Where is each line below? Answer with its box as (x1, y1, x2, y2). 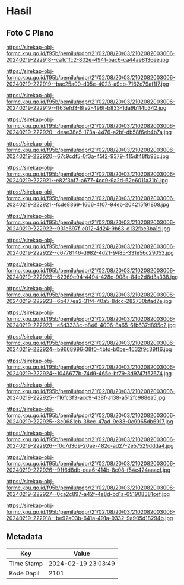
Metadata (6, 532, 43, 542)
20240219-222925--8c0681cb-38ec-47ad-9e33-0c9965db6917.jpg (6, 418, 173, 425)
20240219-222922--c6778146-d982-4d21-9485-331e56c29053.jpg (6, 249, 174, 256)
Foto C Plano (6, 28, 54, 38)
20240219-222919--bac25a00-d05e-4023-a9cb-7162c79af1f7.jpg (6, 80, 169, 87)
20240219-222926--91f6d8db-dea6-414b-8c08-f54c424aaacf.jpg (6, 466, 171, 473)
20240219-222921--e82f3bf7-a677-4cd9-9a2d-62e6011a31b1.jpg (6, 177, 168, 184)
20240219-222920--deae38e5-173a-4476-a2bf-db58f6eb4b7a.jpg (6, 129, 172, 135)
